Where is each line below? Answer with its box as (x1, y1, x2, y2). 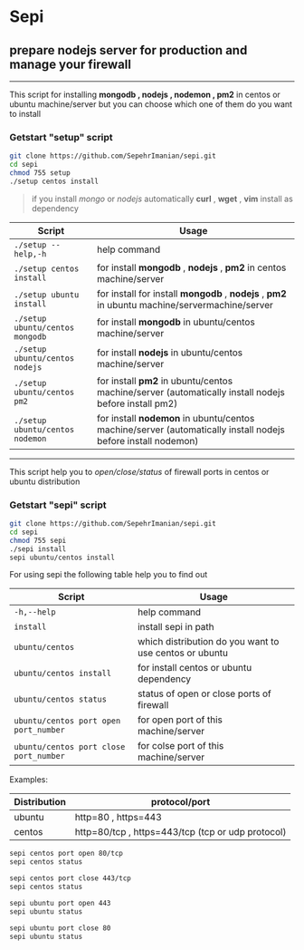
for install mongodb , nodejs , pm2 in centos (96, 261, 287, 274)
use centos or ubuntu (137, 646, 229, 659)
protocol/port (150, 796, 211, 809)
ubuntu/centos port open (14, 716, 121, 726)
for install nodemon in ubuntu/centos (96, 412, 255, 424)
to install (9, 109, 42, 119)
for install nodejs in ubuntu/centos (96, 346, 243, 359)
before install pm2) (96, 397, 178, 410)
